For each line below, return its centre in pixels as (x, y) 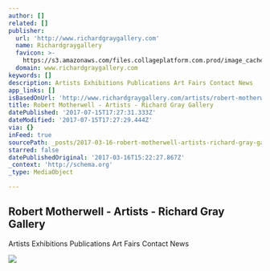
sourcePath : (28, 142)
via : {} (21, 127)
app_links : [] (32, 90)
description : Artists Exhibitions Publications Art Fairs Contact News (131, 83)
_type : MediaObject (41, 172)
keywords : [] (30, 75)
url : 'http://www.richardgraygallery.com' (88, 38)
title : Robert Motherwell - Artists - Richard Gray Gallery (111, 105)
